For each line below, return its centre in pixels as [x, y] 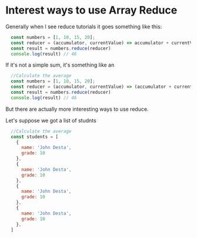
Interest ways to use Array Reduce [91, 10]
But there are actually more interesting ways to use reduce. [77, 109]
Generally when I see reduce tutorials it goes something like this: [84, 27]
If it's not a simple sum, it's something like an [60, 65]
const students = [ [35, 137]
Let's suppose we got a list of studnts [51, 120]
